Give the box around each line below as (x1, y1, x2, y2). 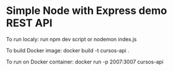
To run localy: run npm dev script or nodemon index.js (6, 35, 137, 42)
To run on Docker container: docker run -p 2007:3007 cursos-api (6, 58, 164, 65)
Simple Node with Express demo (6, 4, 167, 17)
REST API (6, 16, 53, 30)
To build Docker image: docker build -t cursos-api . (6, 47, 130, 54)
